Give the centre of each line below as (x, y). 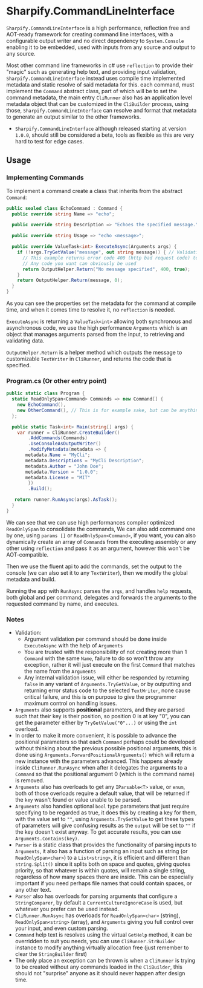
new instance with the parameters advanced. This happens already (99, 761)
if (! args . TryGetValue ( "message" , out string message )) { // (96, 252)
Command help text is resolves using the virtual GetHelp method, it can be (103, 935)
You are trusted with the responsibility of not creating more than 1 (105, 652)
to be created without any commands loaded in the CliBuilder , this (98, 967)
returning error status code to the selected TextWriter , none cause (107, 690)
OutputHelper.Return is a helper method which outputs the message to (94, 352)
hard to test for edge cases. (50, 141)
